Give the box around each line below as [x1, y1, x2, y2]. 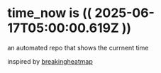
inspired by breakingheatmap [7, 57, 94, 65]
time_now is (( [7, 5, 92, 21]
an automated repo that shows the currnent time [7, 43, 149, 52]
